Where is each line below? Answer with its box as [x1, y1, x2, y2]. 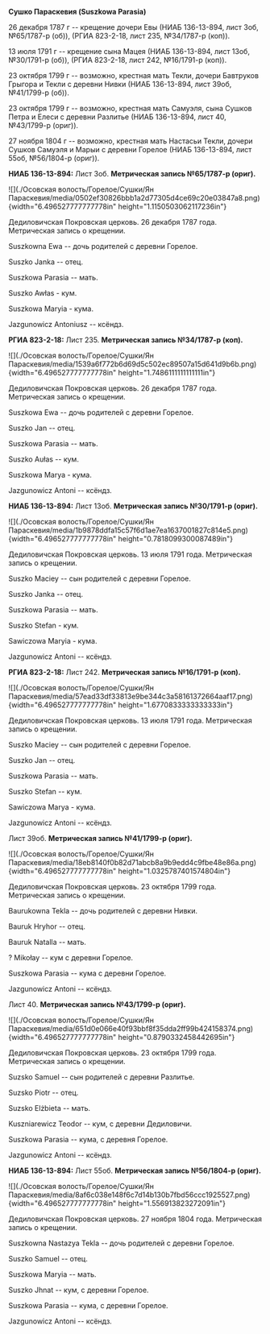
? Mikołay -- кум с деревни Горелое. [8, 953, 134, 962]
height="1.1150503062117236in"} [118, 201, 227, 211]
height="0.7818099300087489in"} [118, 534, 234, 543]
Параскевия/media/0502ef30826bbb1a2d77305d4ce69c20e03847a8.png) [8, 193, 260, 202]
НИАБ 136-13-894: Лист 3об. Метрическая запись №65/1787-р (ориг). [8, 169, 256, 178]
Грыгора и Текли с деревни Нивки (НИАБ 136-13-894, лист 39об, [8, 80, 232, 89]
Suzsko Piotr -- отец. [8, 1087, 79, 1097]
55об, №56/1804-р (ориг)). [8, 153, 100, 163]
